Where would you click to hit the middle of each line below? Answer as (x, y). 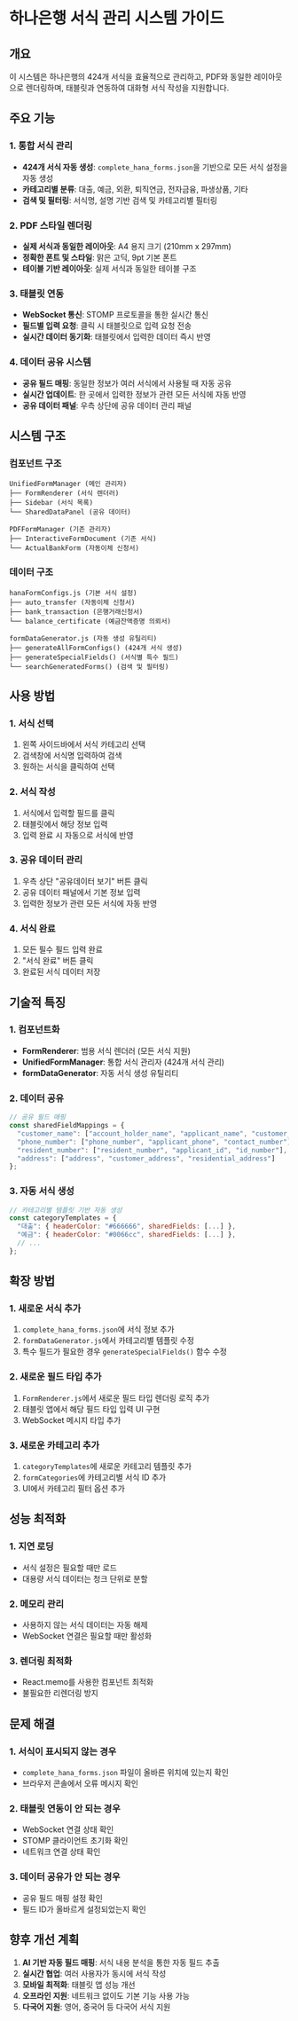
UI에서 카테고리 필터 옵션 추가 (74, 1489)
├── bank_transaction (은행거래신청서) (76, 612)
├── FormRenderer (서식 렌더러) (64, 493)
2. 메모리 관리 (37, 1604)
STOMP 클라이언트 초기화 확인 (75, 1841)
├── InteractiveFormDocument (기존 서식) (83, 539)
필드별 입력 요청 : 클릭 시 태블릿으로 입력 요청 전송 (107, 326)
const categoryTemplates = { (63, 1218)
